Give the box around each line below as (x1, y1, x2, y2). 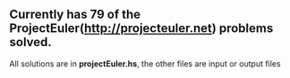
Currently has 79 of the (9, 7, 141, 22)
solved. (9, 35, 52, 50)
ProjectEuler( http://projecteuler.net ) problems (9, 21, 274, 36)
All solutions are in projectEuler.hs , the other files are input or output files (9, 58, 281, 69)
